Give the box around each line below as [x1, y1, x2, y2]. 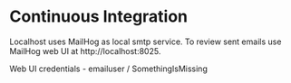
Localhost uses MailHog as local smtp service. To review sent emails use [9, 36, 282, 47]
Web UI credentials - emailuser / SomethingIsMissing [9, 63, 209, 74]
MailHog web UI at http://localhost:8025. [9, 45, 161, 56]
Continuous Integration [9, 6, 189, 27]
